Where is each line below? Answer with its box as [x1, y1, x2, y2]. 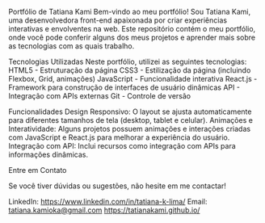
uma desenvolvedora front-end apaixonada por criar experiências [8, 15, 228, 25]
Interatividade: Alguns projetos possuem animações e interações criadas [8, 124, 251, 133]
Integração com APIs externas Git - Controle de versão [8, 91, 191, 100]
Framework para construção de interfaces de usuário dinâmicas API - [8, 82, 241, 92]
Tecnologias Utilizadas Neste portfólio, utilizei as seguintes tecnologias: [8, 57, 247, 66]
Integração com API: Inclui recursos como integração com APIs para [8, 141, 236, 150]
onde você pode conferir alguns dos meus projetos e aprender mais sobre [8, 32, 256, 42]
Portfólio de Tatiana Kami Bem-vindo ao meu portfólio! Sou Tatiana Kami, [8, 7, 251, 16]
